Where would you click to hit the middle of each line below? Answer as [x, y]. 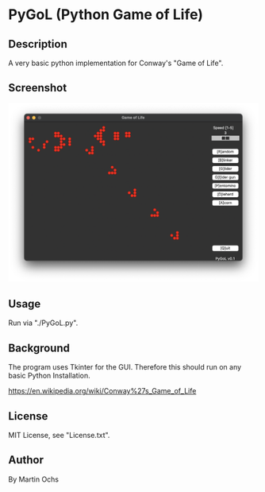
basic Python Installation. [50, 376]
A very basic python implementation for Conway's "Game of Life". [116, 63]
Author [26, 460]
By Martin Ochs [34, 479]
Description [38, 44]
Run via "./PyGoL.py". [43, 323]
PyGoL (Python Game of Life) [106, 15]
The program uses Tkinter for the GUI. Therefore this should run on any [125, 367]
